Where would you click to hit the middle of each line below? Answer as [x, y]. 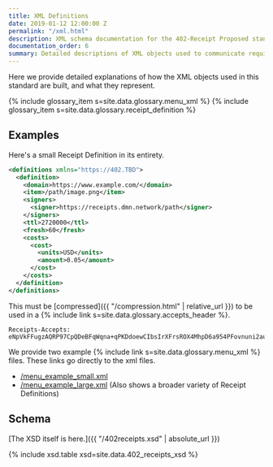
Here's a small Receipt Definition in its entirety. [87, 154]
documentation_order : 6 [49, 46]
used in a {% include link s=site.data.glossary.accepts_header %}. [119, 314]
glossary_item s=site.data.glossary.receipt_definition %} [102, 110]
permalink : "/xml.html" [49, 31]
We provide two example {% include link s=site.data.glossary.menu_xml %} [134, 352]
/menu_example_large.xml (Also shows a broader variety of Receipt [133, 385]
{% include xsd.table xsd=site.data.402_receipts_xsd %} [104, 454]
